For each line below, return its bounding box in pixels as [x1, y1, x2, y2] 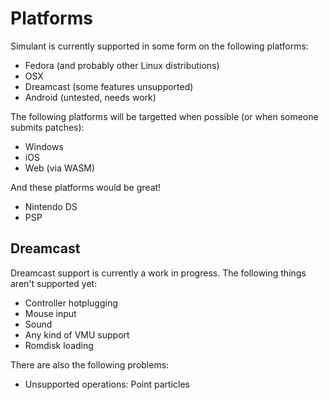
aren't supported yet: [10, 277, 98, 289]
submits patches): [10, 121, 85, 133]
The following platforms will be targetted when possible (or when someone [10, 110, 319, 122]
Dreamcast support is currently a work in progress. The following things [10, 267, 307, 279]
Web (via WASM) [24, 162, 96, 174]
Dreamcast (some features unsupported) [24, 80, 194, 92]
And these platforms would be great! [10, 181, 162, 193]
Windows [24, 140, 64, 152]
